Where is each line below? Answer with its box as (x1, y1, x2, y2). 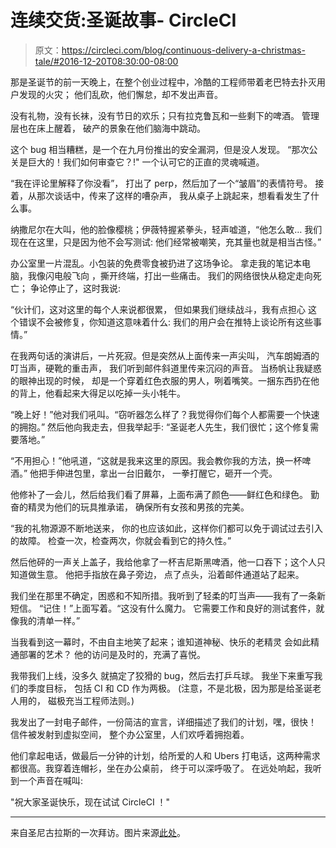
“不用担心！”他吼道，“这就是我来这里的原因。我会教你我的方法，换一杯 (10, 454, 303, 466)
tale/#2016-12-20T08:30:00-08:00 (34, 55, 179, 67)
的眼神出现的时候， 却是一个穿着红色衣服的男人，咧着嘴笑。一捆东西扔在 (10, 374, 311, 386)
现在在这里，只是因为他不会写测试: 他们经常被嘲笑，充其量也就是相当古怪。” (10, 236, 322, 248)
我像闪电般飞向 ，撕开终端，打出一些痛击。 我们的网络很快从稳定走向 (27, 269, 313, 281)
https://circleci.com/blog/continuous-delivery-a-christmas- (61, 44, 306, 56)
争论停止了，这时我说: (29, 282, 121, 294)
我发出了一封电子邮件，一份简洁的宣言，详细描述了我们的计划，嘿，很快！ (10, 716, 317, 728)
